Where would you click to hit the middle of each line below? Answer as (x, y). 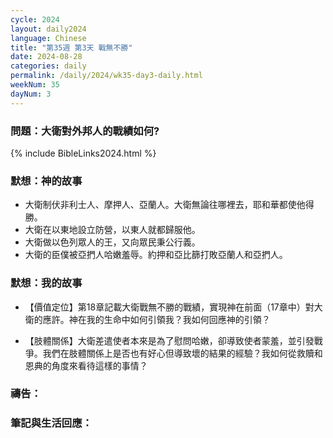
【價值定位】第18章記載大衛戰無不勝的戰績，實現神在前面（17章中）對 (169, 307)
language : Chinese (48, 38)
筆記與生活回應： (51, 423)
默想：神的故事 (46, 181)
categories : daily (48, 66)
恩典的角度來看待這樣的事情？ (86, 365)
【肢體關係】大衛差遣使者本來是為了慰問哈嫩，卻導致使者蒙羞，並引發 (169, 340)
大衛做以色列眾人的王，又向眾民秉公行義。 (112, 242)
